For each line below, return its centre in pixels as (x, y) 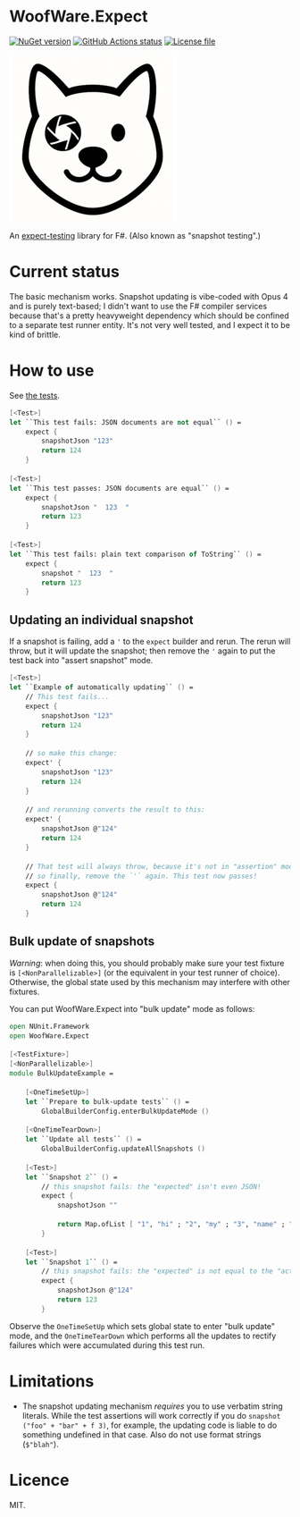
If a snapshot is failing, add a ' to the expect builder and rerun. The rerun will (150, 642)
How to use (52, 371)
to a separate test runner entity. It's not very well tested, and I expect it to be (150, 324)
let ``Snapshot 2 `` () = (71, 1177)
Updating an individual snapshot (101, 620)
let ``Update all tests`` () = (83, 1140)
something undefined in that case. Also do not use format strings (142, 1434)
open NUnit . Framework (50, 1026)
